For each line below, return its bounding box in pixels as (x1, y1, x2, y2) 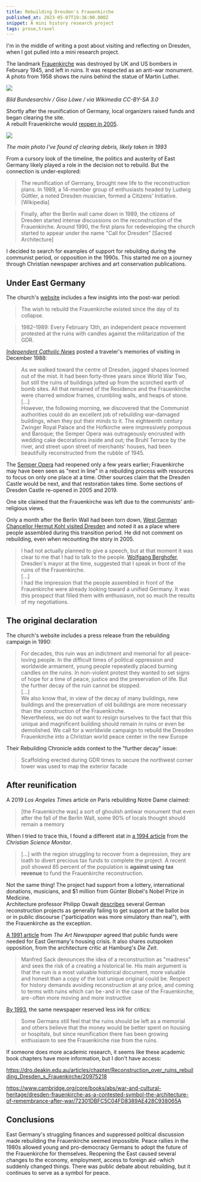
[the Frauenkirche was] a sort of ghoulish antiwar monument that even (20, 807, 196, 815)
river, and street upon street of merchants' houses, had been (20, 443, 172, 450)
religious (6, 505, 28, 512)
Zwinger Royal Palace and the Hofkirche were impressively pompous (20, 424, 191, 431)
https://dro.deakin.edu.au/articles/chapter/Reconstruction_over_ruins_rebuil (6, 1066, 194, 1074)
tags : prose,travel (6, 25, 55, 32)
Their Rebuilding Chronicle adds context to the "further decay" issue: (6, 744, 178, 751)
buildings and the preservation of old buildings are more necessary (20, 701, 187, 708)
